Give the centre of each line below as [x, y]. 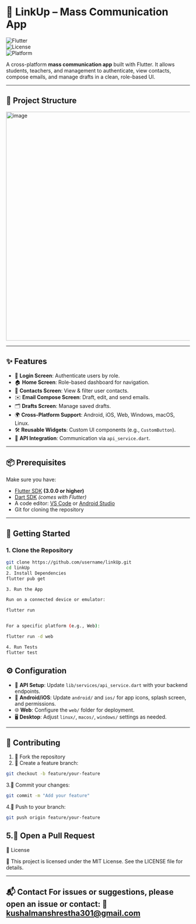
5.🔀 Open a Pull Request [50, 836]
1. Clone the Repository [39, 550]
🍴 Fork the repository [40, 757]
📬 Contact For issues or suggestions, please [90, 892]
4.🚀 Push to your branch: [36, 807]
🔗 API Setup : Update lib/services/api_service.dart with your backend [101, 685]
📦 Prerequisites [36, 463]
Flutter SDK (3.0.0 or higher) [49, 491]
